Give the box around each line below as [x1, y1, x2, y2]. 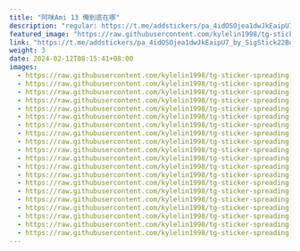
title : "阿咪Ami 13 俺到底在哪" [9, 12, 121, 22]
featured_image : [9, 29, 70, 38]
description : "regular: [9, 21, 98, 30]
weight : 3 [9, 46, 46, 55]
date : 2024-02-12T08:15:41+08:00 [9, 54, 134, 63]
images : [9, 63, 38, 72]
